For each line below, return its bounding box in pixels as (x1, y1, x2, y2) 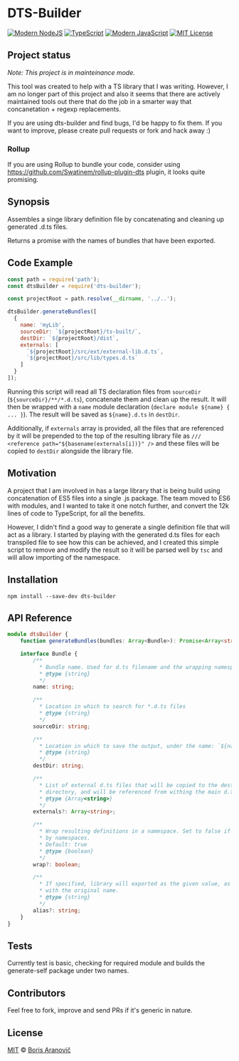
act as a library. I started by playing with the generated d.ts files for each (7, 530, 221, 539)
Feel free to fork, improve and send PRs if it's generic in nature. (7, 1006, 193, 1015)
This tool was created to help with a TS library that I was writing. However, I (7, 82, 229, 91)
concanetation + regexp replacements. (7, 105, 121, 113)
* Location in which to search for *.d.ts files (38, 703, 186, 710)
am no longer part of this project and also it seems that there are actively (7, 89, 221, 98)
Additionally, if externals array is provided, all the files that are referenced (7, 424, 224, 432)
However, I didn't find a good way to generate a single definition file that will (7, 523, 230, 531)
